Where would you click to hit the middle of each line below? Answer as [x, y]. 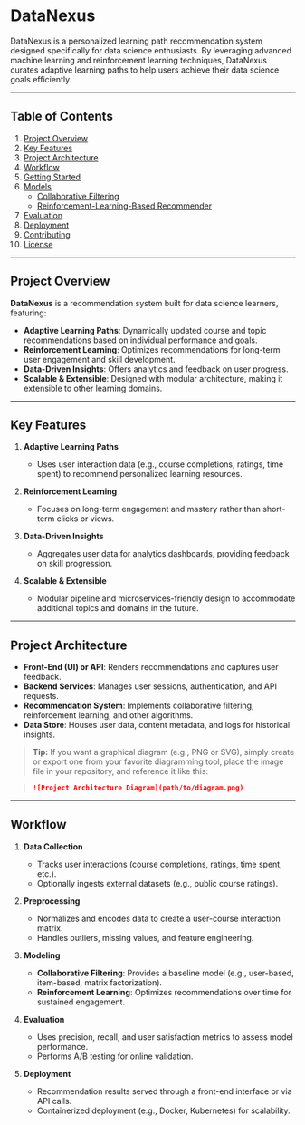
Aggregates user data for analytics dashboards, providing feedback [163, 554]
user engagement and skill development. [99, 359]
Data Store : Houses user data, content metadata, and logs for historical [157, 725]
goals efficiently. [41, 79]
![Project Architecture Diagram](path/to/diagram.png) [138, 788]
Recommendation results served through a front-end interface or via [164, 1091]
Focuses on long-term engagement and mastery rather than [149, 509]
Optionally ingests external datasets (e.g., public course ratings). [157, 883]
